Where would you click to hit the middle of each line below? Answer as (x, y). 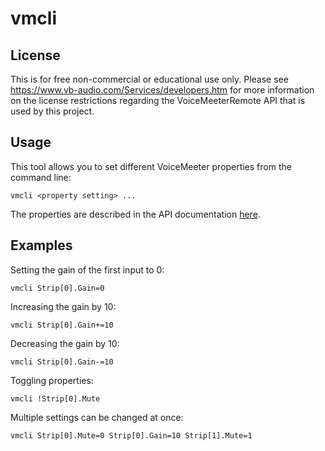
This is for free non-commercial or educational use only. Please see (149, 79)
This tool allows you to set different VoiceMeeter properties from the (151, 166)
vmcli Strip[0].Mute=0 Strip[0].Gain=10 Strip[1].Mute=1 (131, 435)
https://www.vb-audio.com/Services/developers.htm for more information (162, 90)
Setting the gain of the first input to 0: (87, 269)
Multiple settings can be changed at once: (97, 417)
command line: (41, 177)
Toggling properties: (52, 380)
